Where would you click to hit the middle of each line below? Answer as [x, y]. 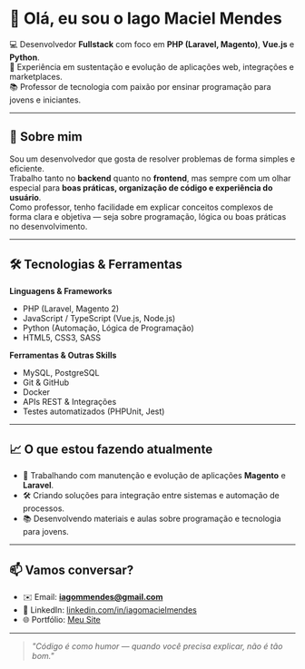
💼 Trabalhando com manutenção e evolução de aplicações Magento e [154, 476]
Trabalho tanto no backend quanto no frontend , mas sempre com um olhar [150, 178]
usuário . [25, 197]
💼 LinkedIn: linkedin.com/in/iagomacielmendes [109, 610]
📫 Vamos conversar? [72, 570]
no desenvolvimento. [49, 226]
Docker [36, 392]
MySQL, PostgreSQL [61, 372]
